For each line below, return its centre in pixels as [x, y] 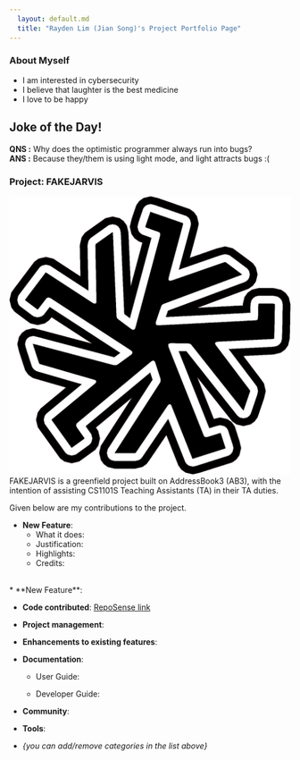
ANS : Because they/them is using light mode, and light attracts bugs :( [140, 158]
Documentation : [53, 659]
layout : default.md [54, 19]
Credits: [50, 563]
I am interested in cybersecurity [81, 80]
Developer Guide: [67, 694]
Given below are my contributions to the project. [98, 508]
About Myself [39, 61]
